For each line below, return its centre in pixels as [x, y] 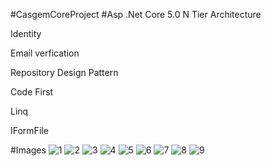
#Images [28, 150]
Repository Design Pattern [64, 72]
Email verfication [45, 53]
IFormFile [29, 130]
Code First [32, 92]
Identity [26, 33]
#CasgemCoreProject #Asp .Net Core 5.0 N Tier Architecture [136, 14]
